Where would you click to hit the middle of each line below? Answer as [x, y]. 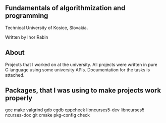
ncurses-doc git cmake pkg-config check [48, 115]
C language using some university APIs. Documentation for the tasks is [78, 70]
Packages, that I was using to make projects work [83, 91]
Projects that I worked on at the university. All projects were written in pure [81, 64]
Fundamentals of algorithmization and [65, 8]
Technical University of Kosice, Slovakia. [47, 28]
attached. [15, 75]
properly [19, 98]
